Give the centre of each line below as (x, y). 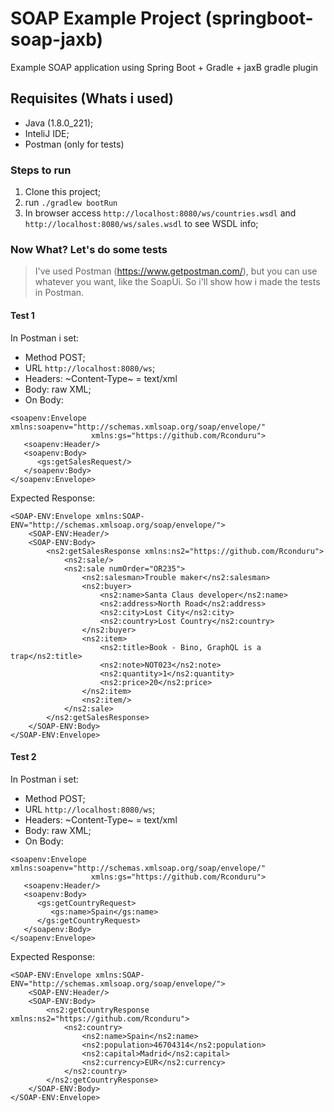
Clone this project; (63, 192)
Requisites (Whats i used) (92, 98)
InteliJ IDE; (47, 133)
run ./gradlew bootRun (71, 203)
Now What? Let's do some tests (89, 249)
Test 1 (22, 315)
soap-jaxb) (57, 39)
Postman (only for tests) (74, 144)
